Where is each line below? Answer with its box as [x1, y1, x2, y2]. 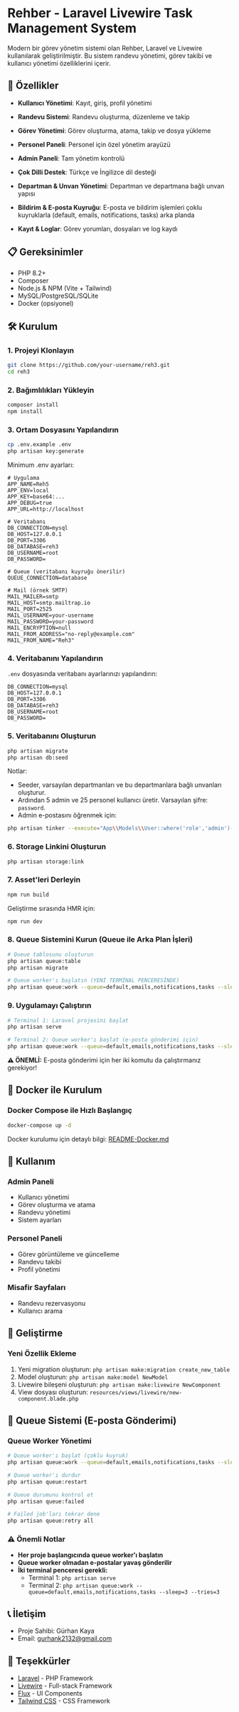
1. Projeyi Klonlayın [7, 345, 75, 355]
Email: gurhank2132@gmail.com [17, 1634, 112, 1643]
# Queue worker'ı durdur [7, 1471, 81, 1479]
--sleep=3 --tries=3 [159, 1588, 221, 1596]
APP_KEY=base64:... [7, 493, 65, 500]
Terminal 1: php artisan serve [28, 1573, 116, 1582]
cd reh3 [7, 368, 31, 376]
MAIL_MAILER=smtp [7, 593, 59, 600]
